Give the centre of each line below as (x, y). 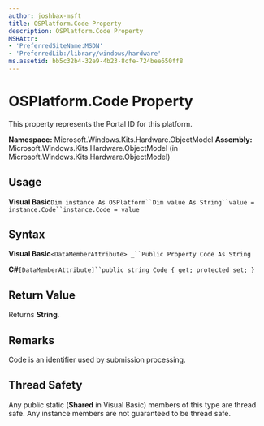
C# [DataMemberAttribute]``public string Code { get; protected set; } (132, 269)
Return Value (42, 295)
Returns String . (34, 315)
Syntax (27, 235)
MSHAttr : (23, 39)
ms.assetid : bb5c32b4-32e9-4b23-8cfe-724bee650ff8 (96, 62)
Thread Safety (45, 385)
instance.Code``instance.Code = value (74, 209)
